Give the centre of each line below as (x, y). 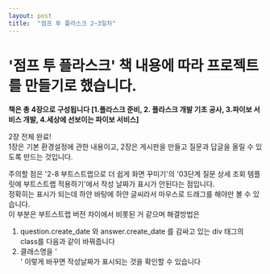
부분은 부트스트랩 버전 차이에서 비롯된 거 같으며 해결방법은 (108, 214)
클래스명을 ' (39, 251)
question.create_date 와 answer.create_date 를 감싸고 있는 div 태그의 (132, 231)
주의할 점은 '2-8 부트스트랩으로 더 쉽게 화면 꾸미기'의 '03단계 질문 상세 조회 (127, 174)
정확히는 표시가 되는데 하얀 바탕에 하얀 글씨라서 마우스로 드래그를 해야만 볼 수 (130, 194)
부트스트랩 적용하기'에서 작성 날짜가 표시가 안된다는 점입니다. (119, 184)
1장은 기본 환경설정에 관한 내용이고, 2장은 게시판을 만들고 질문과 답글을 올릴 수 (131, 147)
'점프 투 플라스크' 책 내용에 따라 (106, 66)
